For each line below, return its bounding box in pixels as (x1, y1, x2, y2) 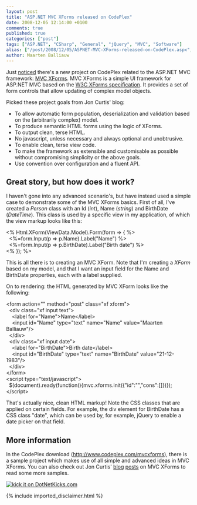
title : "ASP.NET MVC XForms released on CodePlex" (6, 14, 133, 20)
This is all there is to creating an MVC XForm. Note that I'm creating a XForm (6, 259, 191, 266)
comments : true (6, 25, 43, 31)
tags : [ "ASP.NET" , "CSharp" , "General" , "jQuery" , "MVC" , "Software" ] (6, 42, 182, 48)
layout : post (6, 8, 38, 15)
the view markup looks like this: (6, 218, 82, 225)
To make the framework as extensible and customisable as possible (14, 148, 179, 155)
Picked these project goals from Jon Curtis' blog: (6, 98, 125, 106)
